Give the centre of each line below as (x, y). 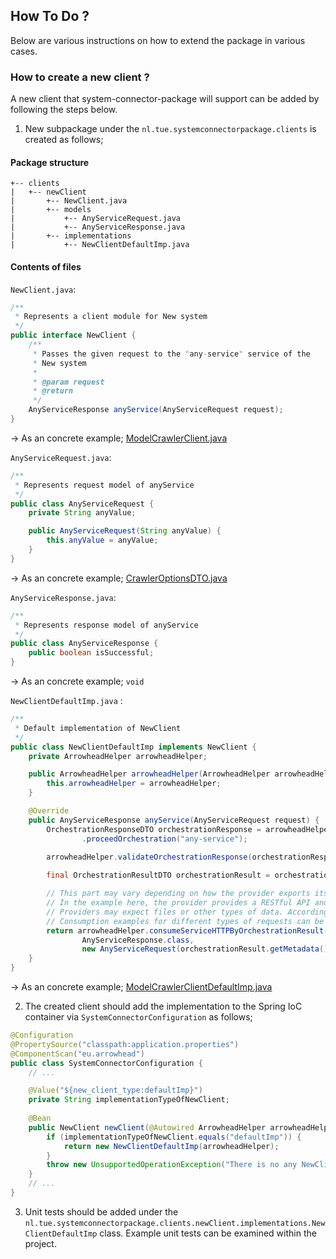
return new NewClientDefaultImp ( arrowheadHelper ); (171, 1146)
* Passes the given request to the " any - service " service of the (171, 354)
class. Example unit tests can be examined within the (208, 1233)
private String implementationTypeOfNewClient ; (129, 1100)
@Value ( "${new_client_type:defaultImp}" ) (115, 1090)
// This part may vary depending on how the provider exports (178, 894)
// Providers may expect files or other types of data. (165, 912)
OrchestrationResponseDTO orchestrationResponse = (154, 829)
